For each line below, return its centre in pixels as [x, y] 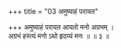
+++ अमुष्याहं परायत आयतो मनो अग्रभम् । [61, 27]
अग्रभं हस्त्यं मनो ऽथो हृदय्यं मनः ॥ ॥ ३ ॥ [59, 36]
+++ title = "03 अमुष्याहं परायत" [53, 11]
